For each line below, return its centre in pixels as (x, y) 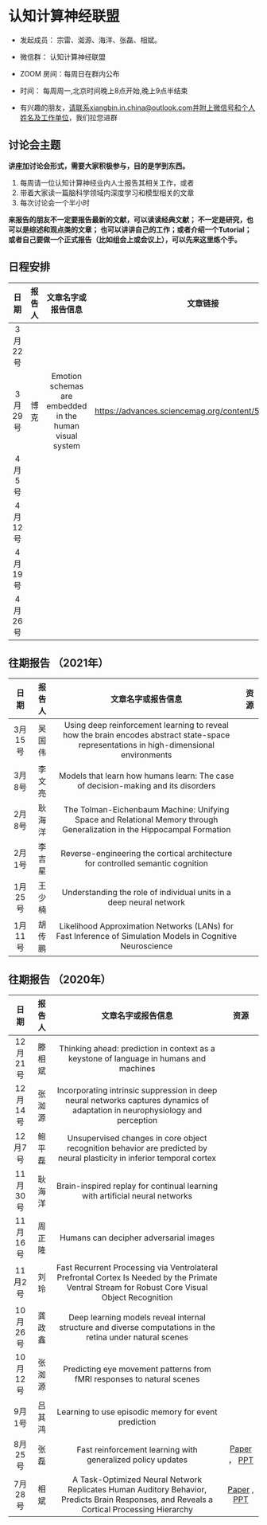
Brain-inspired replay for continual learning (137, 1186)
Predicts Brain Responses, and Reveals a (137, 1500)
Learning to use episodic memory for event (137, 1412)
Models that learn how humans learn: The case (147, 776)
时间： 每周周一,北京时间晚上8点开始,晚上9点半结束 (104, 90)
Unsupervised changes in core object (137, 1138)
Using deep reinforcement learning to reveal (146, 725)
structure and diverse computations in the (137, 1328)
